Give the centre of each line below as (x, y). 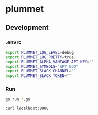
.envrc (13, 42)
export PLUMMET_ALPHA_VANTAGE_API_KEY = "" (50, 62)
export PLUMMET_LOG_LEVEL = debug (39, 52)
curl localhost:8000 (27, 109)
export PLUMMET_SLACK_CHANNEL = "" (41, 71)
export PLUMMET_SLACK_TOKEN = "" (38, 76)
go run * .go (18, 99)
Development (27, 28)
